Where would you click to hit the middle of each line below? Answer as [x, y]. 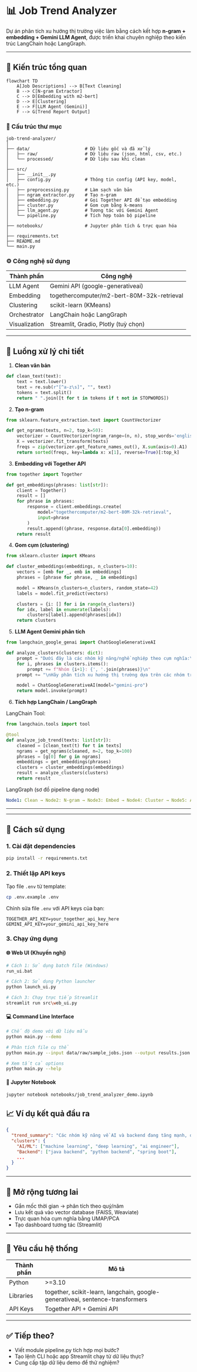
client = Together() [42, 490]
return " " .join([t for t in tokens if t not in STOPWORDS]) [93, 398]
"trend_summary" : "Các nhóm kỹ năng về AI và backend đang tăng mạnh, [99, 1136]
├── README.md [23, 241]
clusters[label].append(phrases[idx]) [74, 615]
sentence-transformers [115, 1299]
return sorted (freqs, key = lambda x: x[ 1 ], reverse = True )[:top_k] [98, 452]
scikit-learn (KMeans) [80, 305]
